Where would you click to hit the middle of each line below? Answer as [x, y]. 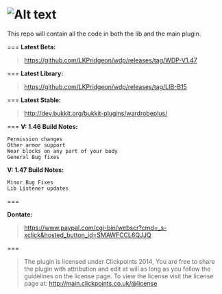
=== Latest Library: [35, 73]
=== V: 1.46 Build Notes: [42, 126]
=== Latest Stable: [34, 100]
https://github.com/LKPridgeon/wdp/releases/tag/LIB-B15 [105, 86]
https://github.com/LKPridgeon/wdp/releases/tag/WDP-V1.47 [110, 60]
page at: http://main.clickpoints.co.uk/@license [90, 283]
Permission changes [35, 139]
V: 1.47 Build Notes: [36, 170]
